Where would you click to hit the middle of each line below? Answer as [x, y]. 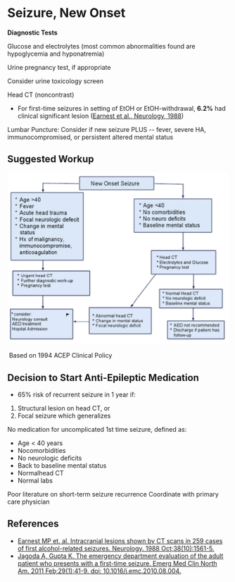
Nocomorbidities [42, 450]
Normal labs [35, 480]
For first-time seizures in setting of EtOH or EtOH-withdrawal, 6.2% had [122, 108]
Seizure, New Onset [66, 13]
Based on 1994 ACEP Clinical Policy [61, 356]
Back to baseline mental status [62, 465]
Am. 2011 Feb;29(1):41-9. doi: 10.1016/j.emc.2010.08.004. [99, 571]
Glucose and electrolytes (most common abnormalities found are [101, 46]
